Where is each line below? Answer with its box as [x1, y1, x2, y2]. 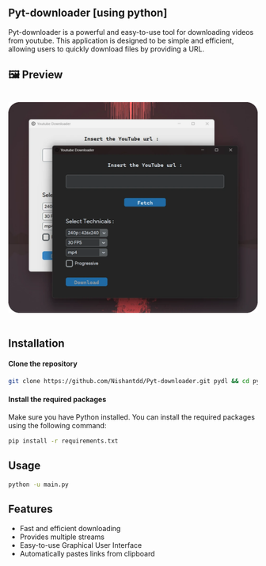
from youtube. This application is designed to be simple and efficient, [8, 36, 234, 45]
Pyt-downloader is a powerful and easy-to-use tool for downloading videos [8, 27, 254, 36]
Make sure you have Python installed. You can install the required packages [8, 412, 256, 422]
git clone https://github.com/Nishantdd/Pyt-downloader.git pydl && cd [8, 378, 249, 386]
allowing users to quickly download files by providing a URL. [8, 44, 205, 54]
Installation [8, 336, 65, 351]
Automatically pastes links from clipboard [19, 549, 156, 558]
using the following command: [8, 420, 107, 430]
